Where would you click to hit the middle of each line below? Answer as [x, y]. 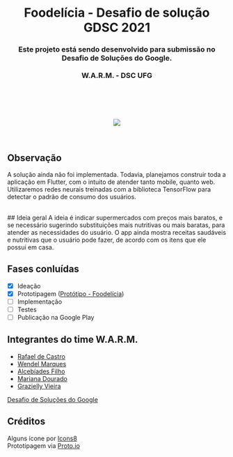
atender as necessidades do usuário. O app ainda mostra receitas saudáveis [117, 232]
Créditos [26, 422]
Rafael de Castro [41, 356]
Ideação [29, 286]
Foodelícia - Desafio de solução [117, 13]
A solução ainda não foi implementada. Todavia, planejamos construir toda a [116, 174]
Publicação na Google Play [56, 317]
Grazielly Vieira [39, 386]
